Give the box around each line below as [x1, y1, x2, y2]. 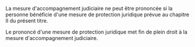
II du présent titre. [5, 17, 48, 24]
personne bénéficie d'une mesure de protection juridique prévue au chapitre [5, 11, 190, 18]
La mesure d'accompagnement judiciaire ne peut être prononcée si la [5, 5, 173, 12]
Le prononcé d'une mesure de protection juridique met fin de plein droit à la [5, 28, 188, 35]
